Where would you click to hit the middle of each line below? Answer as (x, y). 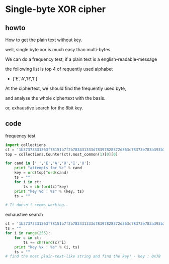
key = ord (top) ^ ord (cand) (41, 173)
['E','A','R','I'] (25, 79)
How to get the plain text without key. (44, 40)
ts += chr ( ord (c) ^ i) (45, 242)
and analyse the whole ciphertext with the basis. (55, 98)
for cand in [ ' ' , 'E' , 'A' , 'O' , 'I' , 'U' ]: (48, 163)
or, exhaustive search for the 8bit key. (44, 108)
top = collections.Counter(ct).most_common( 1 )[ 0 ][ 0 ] (62, 154)
